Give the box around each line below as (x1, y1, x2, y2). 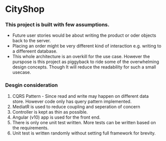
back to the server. (12, 38, 51, 44)
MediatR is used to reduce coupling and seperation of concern (12, 103, 140, 110)
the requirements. (12, 125, 49, 131)
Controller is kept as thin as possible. (12, 109, 88, 115)
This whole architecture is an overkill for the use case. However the (12, 54, 150, 60)
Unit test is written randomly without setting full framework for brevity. (12, 130, 156, 136)
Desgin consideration (5, 82, 58, 89)
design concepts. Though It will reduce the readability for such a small (12, 64, 156, 70)
